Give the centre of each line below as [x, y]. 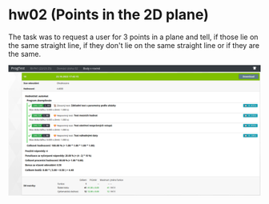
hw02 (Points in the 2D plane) [109, 15]
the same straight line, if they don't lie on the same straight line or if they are [134, 45]
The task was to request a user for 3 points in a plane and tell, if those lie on [133, 37]
